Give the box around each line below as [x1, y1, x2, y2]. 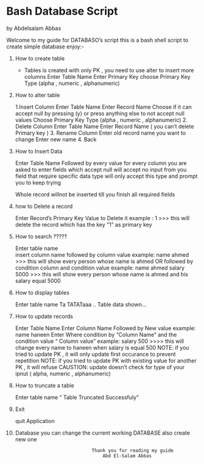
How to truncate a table [15, 381, 74, 389]
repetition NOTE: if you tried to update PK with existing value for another [15, 356, 197, 364]
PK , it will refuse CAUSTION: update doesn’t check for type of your [15, 363, 185, 370]
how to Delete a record [15, 202, 73, 210]
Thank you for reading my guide [91, 447, 174, 454]
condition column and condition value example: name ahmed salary [15, 264, 185, 271]
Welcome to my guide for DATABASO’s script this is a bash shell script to [6, 36, 189, 43]
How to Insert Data [15, 147, 63, 155]
